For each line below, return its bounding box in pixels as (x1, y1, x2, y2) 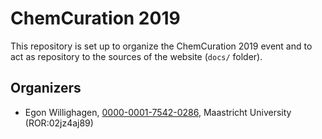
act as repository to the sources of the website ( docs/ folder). (10, 50, 263, 62)
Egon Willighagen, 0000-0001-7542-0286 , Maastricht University (24, 106, 292, 118)
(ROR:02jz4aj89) (24, 117, 94, 129)
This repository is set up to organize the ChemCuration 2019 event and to (10, 40, 313, 52)
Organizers (10, 80, 82, 97)
